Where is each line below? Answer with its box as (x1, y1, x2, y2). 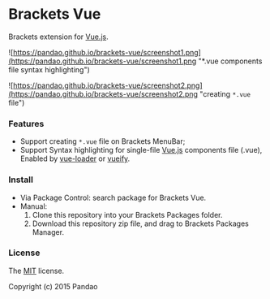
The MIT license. (8, 266, 65, 275)
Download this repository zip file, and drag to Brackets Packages (32, 219, 249, 228)
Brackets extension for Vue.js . (8, 32, 109, 41)
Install (8, 174, 34, 185)
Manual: (19, 201, 48, 211)
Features (8, 118, 45, 129)
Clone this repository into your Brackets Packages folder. (32, 210, 223, 219)
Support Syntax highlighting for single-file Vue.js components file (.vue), (19, 145, 263, 155)
